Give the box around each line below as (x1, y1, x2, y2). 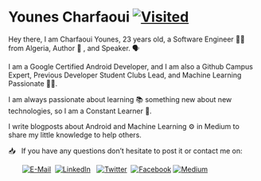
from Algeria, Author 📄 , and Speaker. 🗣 (8, 43, 141, 53)
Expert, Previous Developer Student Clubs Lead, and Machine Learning (8, 70, 242, 80)
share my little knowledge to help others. (8, 130, 142, 140)
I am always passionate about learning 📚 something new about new (8, 94, 232, 104)
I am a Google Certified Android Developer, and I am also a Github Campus (8, 61, 253, 71)
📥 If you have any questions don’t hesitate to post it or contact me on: (8, 146, 243, 155)
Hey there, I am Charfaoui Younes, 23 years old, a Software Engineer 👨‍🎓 (8, 34, 245, 44)
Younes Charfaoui (8, 8, 130, 26)
